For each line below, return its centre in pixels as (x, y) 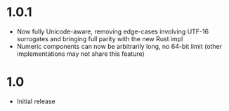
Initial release (36, 101)
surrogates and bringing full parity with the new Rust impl (100, 38)
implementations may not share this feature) (80, 54)
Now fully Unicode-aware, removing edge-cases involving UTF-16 (112, 31)
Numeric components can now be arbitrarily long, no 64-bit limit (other (119, 46)
